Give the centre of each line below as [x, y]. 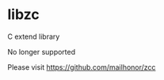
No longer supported [42, 51]
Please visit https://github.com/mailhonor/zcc [82, 67]
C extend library [34, 36]
